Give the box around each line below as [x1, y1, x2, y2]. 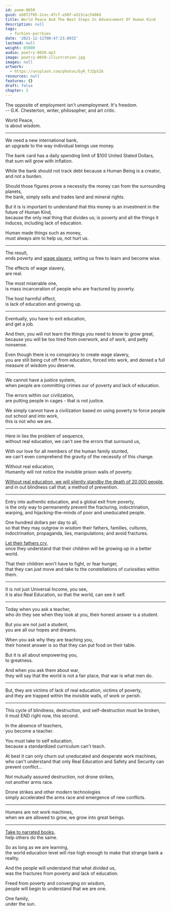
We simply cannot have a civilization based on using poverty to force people [5, 407, 165, 414]
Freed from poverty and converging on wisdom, [5, 880, 105, 886]
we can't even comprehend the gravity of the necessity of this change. [5, 453, 154, 459]
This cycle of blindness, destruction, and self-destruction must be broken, [5, 707, 161, 713]
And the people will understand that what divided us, [5, 865, 116, 871]
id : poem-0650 [5, 7, 36, 13]
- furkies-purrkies [10, 31, 51, 36]
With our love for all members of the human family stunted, [5, 448, 129, 454]
